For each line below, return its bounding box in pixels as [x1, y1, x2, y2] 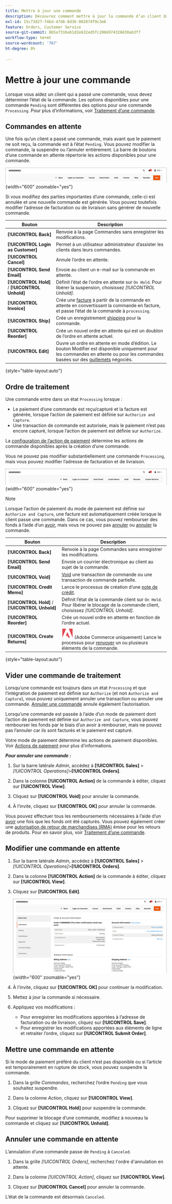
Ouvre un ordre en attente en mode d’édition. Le [56, 340, 157, 346]
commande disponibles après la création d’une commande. [5, 443, 131, 449]
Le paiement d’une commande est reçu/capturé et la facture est [12, 406, 147, 412]
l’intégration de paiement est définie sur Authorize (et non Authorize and [5, 690, 159, 696]
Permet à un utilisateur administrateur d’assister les [56, 241, 164, 248]
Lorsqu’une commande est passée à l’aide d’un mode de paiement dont [5, 711, 156, 717]
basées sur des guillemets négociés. [56, 356, 133, 362]
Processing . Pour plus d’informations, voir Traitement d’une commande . [5, 107, 156, 114]
